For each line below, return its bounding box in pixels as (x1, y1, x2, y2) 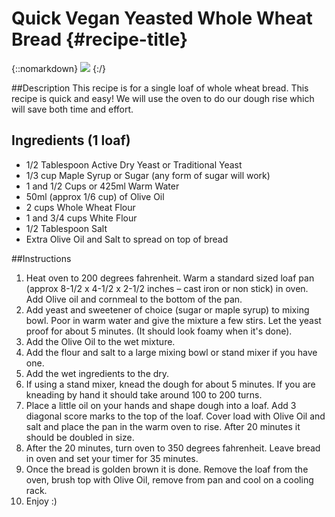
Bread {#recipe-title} (11, 28, 189, 51)
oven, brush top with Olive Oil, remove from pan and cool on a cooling (25, 473, 314, 486)
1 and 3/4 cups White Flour (25, 212, 138, 224)
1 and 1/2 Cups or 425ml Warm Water (25, 180, 180, 192)
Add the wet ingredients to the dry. (25, 367, 170, 379)
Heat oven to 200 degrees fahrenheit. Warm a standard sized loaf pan (25, 272, 315, 284)
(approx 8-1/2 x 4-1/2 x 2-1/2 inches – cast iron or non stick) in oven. (25, 282, 309, 294)
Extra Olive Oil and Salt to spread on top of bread (25, 233, 229, 245)
